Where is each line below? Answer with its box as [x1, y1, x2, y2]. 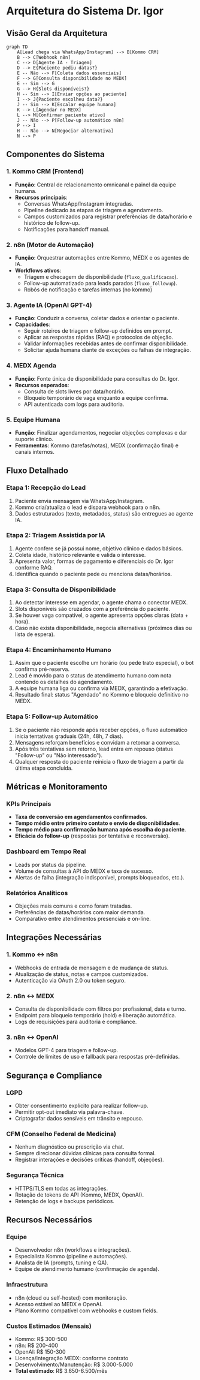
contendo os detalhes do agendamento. [14, 679, 114, 686]
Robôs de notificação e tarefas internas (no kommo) [23, 286, 153, 293]
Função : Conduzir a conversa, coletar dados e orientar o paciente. [14, 315, 180, 322]
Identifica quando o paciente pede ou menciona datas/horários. [14, 570, 172, 577]
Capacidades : [14, 321, 51, 328]
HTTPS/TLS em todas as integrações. [14, 1185, 108, 1192]
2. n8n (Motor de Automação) [6, 240, 94, 249]
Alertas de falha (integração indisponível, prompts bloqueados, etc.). [14, 873, 184, 881]
